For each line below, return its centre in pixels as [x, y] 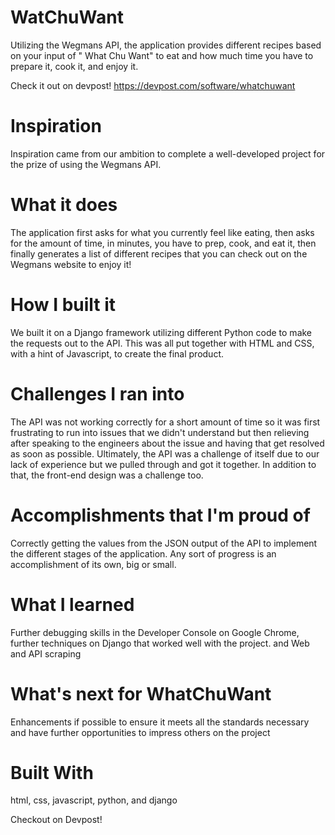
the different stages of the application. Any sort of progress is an [143, 553]
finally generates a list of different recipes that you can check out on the [159, 253]
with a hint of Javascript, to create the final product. [117, 353]
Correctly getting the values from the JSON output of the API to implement [164, 543]
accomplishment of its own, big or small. [93, 564]
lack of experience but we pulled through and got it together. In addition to [163, 464]
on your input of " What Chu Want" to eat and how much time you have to [162, 55]
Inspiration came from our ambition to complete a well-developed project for [168, 153]
